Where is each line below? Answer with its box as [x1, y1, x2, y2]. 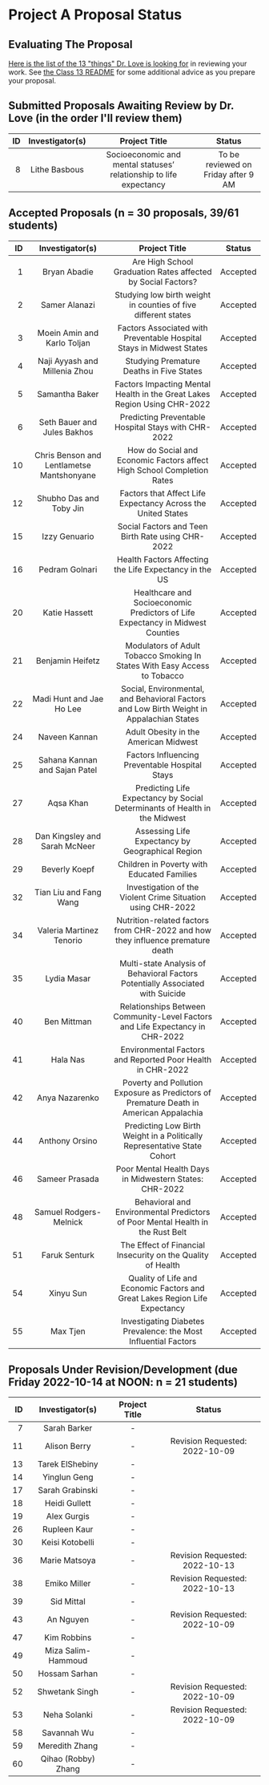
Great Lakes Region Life [118, 1293, 208, 1304]
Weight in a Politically [122, 1130, 203, 1141]
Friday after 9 [203, 168, 255, 180]
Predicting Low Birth [124, 1120, 202, 1131]
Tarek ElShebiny [37, 1459, 98, 1470]
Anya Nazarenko [37, 1092, 99, 1103]
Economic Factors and [120, 1282, 206, 1293]
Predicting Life [135, 782, 191, 793]
